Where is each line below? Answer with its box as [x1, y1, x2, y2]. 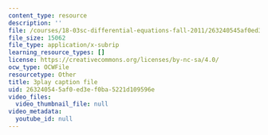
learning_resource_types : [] [8, 48, 105, 56]
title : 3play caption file [8, 78, 98, 86]
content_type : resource [8, 11, 88, 20]
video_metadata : [8, 108, 62, 116]
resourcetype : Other [8, 71, 77, 79]
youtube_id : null [15, 115, 73, 123]
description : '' [8, 19, 62, 27]
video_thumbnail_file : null [15, 100, 109, 108]
